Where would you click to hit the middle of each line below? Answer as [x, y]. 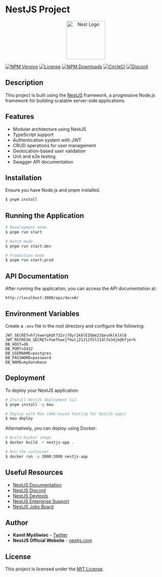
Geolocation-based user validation [49, 151]
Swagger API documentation [43, 162]
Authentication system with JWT [47, 140]
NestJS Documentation [37, 485]
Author [17, 522]
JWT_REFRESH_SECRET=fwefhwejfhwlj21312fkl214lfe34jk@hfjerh [71, 340]
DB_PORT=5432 [19, 349]
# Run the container [27, 452]
